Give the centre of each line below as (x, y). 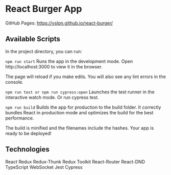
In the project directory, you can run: (44, 51)
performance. (20, 118)
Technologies (28, 149)
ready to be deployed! (29, 133)
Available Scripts (33, 39)
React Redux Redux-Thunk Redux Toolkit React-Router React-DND (75, 162)
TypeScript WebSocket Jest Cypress (44, 167)
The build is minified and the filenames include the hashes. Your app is (80, 128)
